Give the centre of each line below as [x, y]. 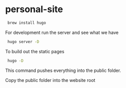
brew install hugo [27, 23]
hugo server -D [23, 41]
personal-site [34, 9]
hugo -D [15, 61]
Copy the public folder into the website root [50, 80]
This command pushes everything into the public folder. [63, 70]
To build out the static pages [35, 51]
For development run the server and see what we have [62, 32]
